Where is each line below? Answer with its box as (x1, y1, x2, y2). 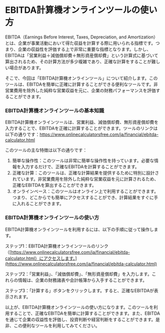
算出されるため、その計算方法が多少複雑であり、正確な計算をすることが (5, 59, 152, 64)
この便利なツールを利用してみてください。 (13, 323, 100, 329)
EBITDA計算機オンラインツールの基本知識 (5, 107, 104, 114)
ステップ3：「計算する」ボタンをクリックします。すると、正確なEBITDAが (5, 287, 154, 293)
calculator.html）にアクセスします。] (5, 255, 77, 261)
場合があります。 (9, 64, 44, 70)
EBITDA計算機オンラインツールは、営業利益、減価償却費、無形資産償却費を (5, 119, 159, 125)
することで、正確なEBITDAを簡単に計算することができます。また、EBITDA (9, 310, 160, 316)
